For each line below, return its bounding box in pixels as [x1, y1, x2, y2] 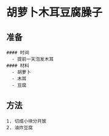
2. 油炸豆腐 [6, 124, 33, 130]
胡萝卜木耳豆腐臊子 [6, 6, 103, 20]
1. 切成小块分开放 [6, 118, 47, 124]
